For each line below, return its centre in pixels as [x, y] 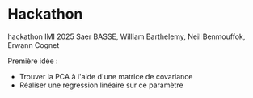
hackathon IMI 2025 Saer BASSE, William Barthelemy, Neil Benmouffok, [126, 36]
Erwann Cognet [34, 45]
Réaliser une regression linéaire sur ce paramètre [101, 85]
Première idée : [33, 61]
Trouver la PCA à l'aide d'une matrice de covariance [106, 76]
